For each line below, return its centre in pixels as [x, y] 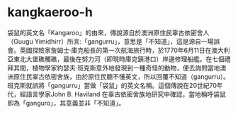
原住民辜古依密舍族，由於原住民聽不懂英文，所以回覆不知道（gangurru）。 [121, 76]
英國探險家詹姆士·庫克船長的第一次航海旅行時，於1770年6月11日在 [115, 50]
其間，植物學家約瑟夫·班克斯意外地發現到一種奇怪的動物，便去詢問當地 [117, 68]
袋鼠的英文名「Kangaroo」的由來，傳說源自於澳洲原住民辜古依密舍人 [108, 32]
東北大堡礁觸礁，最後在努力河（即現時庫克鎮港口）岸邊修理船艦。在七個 [119, 59]
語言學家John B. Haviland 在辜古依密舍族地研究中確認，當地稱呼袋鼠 [126, 94]
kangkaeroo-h [50, 12]
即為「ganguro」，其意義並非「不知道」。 [66, 103]
